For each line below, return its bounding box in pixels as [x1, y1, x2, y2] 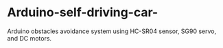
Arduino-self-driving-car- [7, 5, 159, 20]
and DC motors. [7, 34, 52, 42]
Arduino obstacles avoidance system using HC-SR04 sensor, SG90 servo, [7, 27, 217, 35]
